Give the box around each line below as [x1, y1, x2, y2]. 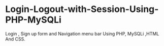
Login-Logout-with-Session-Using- [5, 3, 159, 15]
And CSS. [5, 36, 25, 42]
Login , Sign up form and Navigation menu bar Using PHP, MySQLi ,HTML [5, 30, 159, 36]
